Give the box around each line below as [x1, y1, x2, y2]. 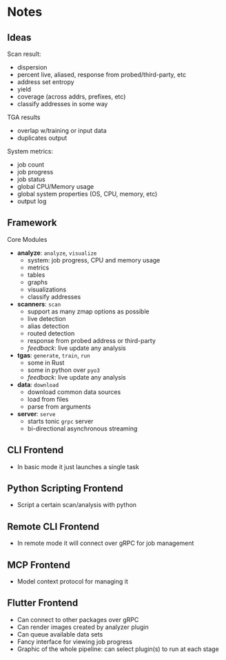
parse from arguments [27, 402, 92, 411]
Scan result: [7, 50, 41, 58]
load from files [27, 395, 69, 403]
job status [17, 175, 46, 183]
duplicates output [17, 134, 68, 142]
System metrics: [7, 147, 54, 155]
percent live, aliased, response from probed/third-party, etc [17, 70, 187, 79]
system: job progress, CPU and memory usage [27, 256, 161, 264]
